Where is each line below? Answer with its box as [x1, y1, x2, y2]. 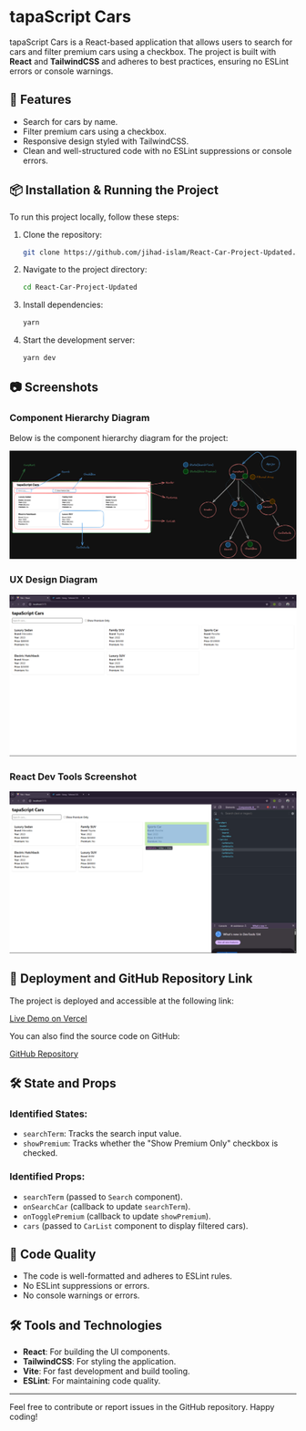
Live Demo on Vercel [9, 1013, 88, 1024]
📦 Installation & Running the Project [9, 182, 219, 198]
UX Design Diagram [9, 573, 98, 586]
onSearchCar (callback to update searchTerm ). [22, 1200, 191, 1211]
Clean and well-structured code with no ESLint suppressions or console [22, 145, 292, 156]
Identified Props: [9, 1170, 86, 1183]
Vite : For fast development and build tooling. [22, 1365, 190, 1377]
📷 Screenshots [9, 380, 98, 396]
